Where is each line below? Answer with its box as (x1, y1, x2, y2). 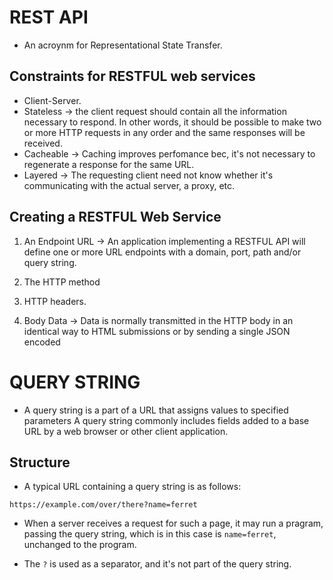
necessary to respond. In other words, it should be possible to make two (23, 116, 322, 128)
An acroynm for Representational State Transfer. (23, 39, 223, 51)
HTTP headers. (23, 295, 87, 307)
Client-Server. (23, 94, 82, 106)
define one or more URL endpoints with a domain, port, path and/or (23, 246, 302, 258)
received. (23, 137, 63, 149)
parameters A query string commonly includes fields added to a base (23, 414, 310, 426)
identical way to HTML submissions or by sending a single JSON (23, 325, 291, 337)
